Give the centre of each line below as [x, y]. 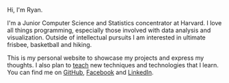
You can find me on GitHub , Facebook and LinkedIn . [80, 72]
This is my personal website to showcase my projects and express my [106, 58]
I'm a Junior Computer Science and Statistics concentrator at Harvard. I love [114, 23]
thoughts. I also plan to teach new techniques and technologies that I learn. [113, 65]
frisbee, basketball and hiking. [50, 45]
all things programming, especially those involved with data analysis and [109, 30]
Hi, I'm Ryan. [25, 10]
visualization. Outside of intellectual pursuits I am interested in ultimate [107, 37]
